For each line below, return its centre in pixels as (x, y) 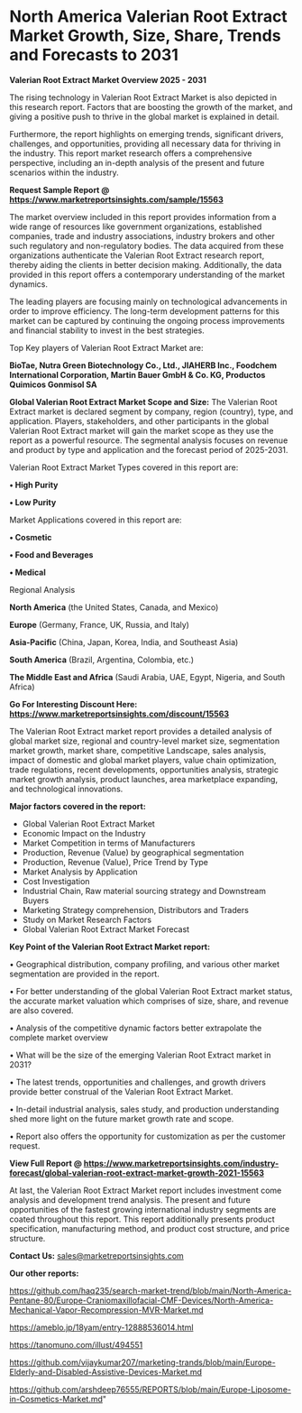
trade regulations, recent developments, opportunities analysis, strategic (144, 770)
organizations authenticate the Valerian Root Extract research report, (137, 255)
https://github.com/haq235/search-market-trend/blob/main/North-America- (151, 1290)
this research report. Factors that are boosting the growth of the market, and (151, 106)
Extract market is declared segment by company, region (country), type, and (151, 411)
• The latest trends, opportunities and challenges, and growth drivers (137, 1082)
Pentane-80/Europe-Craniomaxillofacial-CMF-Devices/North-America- (142, 1300)
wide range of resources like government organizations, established (136, 226)
